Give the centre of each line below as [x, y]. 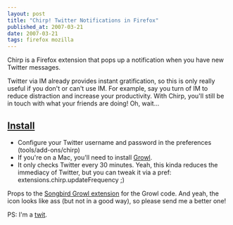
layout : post [26, 14]
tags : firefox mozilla [40, 40]
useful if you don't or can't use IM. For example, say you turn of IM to [108, 89]
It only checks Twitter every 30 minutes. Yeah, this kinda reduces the [118, 165]
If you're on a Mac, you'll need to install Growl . [85, 157]
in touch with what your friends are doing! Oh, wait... [83, 103]
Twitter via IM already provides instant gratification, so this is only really [111, 81]
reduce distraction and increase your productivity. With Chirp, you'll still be [116, 96]
